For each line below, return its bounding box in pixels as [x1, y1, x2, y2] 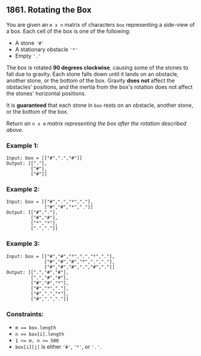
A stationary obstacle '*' [15, 46, 78, 53]
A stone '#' [15, 39, 44, 46]
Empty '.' [15, 52, 41, 60]
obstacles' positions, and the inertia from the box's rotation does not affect [6, 83, 193, 91]
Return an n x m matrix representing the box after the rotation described [6, 120, 186, 127]
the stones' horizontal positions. [6, 89, 87, 97]
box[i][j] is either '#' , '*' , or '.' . [15, 343, 102, 350]
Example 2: [6, 185, 40, 194]
